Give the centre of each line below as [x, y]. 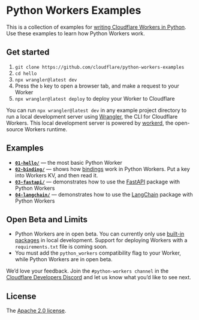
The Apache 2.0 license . [36, 311]
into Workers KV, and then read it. [56, 175]
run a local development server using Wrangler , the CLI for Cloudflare [92, 116]
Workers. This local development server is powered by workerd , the [90, 123]
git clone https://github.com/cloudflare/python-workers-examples [99, 67]
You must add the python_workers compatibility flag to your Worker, [98, 253]
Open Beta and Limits [47, 219]
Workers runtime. [46, 129]
